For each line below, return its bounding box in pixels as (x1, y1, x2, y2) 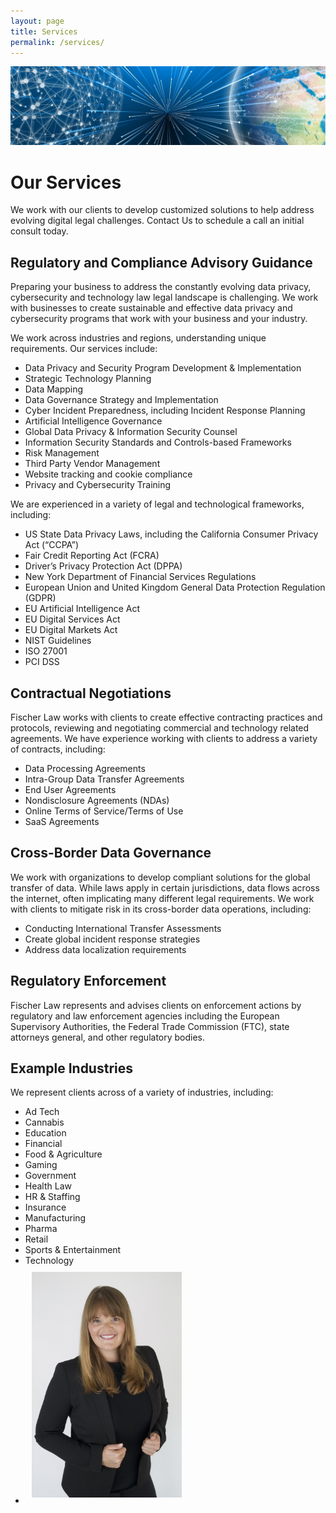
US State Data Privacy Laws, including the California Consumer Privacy (24, 528, 319, 540)
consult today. (10, 225, 69, 237)
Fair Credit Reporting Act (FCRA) (24, 550, 160, 562)
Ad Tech (24, 1106, 60, 1118)
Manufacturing (24, 1212, 87, 1224)
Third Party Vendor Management (24, 458, 161, 470)
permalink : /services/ (10, 37, 105, 47)
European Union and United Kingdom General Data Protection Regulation (24, 581, 326, 594)
